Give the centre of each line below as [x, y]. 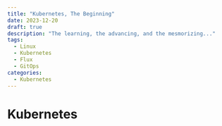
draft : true [25, 27]
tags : [15, 40]
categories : [25, 73]
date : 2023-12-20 [33, 20]
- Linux [25, 46]
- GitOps [26, 66]
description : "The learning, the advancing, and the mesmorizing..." [112, 33]
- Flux [23, 60]
